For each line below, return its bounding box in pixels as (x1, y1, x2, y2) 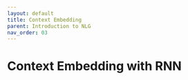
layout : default (7, 10, 54, 17)
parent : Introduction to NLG (7, 23, 91, 29)
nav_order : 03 (7, 29, 48, 36)
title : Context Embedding (7, 16, 82, 23)
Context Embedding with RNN (7, 59, 182, 74)
